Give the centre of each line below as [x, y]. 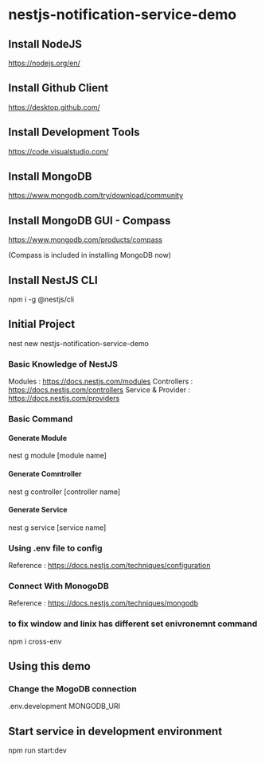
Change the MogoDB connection [72, 688]
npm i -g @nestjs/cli [41, 299]
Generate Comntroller [45, 473]
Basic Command [41, 419]
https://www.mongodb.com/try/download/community [96, 196]
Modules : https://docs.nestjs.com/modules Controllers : [101, 381]
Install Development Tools [74, 132]
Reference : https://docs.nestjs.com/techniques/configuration [109, 565]
